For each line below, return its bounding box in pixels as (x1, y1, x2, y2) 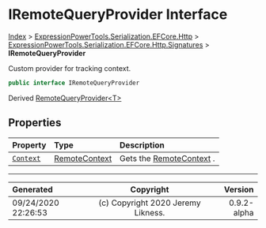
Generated (12, 184, 53, 195)
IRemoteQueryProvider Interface (8, 6, 228, 24)
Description (120, 140, 165, 151)
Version (223, 184, 254, 195)
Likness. (134, 207, 165, 218)
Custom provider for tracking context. (8, 63, 131, 73)
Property (12, 140, 47, 151)
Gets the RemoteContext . (120, 152, 215, 163)
